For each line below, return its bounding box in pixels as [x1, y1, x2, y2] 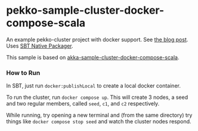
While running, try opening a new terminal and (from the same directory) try [6, 111, 193, 119]
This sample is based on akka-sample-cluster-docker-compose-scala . [6, 54, 180, 61]
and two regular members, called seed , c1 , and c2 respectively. [6, 100, 160, 107]
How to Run [6, 68, 41, 77]
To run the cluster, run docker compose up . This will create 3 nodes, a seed [6, 93, 188, 101]
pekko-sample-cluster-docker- [6, 4, 165, 17]
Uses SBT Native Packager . [6, 42, 73, 49]
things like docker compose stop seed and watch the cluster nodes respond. [6, 118, 192, 125]
